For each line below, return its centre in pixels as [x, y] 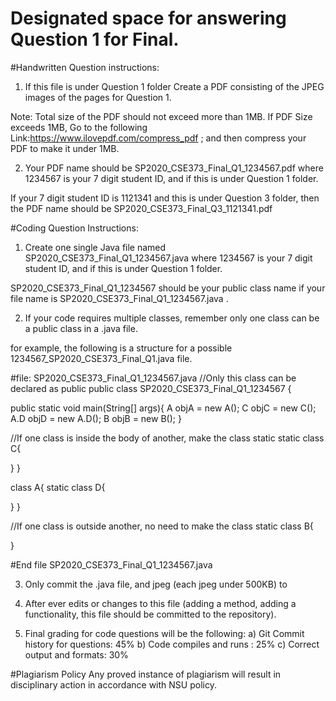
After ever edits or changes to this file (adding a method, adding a [160, 603]
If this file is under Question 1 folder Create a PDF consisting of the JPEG [174, 86]
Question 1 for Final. [95, 39]
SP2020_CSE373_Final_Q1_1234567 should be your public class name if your [168, 288]
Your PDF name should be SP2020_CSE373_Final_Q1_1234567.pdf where [174, 168]
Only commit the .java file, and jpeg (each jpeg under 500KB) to [156, 584]
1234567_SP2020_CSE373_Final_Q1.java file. [101, 358]
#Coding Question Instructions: [74, 228]
